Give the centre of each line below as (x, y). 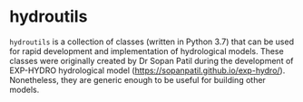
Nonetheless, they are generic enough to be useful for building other (137, 79)
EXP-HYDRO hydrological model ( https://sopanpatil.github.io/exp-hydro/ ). (147, 70)
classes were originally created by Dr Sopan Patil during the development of (151, 60)
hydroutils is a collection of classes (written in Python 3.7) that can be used (152, 42)
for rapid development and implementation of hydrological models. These (147, 51)
